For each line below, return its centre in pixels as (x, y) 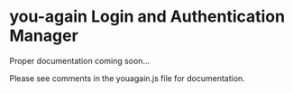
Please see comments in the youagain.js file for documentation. (127, 78)
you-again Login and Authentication (147, 17)
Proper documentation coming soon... (80, 60)
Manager (44, 36)
